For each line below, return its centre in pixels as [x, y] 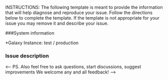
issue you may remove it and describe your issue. [57, 23]
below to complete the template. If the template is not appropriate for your [82, 18]
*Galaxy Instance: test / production [42, 43]
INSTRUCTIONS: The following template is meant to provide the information [84, 7]
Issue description [27, 56]
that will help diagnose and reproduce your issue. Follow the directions [79, 13]
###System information [30, 33]
